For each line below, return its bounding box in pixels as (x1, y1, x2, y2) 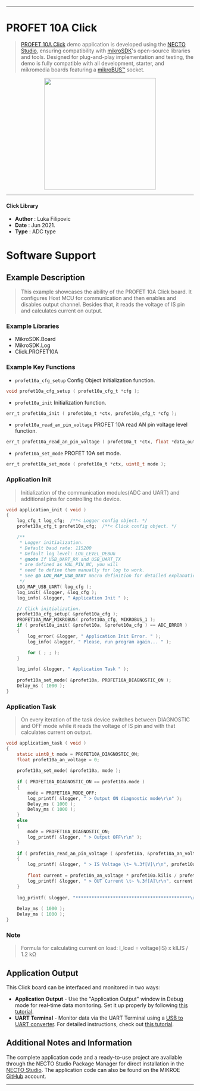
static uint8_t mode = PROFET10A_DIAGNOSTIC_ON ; (17, 751, 140, 757)
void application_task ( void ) (6, 740, 86, 746)
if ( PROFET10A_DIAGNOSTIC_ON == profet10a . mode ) (17, 779, 145, 785)
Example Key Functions (6, 363, 76, 371)
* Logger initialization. (19, 539, 84, 545)
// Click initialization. (17, 605, 82, 612)
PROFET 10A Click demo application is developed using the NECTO (20, 40, 186, 48)
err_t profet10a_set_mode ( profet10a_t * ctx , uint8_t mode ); (6, 461, 167, 467)
